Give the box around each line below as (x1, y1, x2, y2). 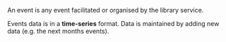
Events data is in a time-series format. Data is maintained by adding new (7, 20, 220, 27)
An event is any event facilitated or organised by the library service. (7, 6, 204, 14)
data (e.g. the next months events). (7, 27, 109, 35)
